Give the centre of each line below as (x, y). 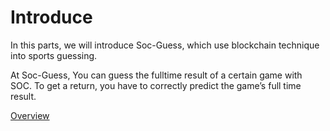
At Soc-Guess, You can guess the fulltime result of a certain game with (156, 75)
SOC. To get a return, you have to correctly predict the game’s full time (156, 85)
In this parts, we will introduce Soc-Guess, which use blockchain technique (165, 45)
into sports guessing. (54, 55)
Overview (30, 115)
